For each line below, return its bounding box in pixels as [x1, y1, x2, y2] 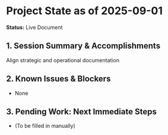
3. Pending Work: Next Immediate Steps [6, 107, 157, 117]
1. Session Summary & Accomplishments [6, 41, 161, 51]
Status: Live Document [6, 24, 63, 31]
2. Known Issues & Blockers [6, 74, 111, 84]
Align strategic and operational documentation [6, 56, 120, 63]
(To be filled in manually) [14, 123, 75, 130]
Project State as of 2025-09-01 [6, 4, 163, 18]
